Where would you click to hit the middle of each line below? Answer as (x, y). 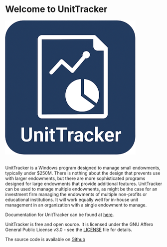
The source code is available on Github (45, 239)
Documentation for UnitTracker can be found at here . (60, 214)
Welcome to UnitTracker (56, 9)
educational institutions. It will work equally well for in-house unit (72, 199)
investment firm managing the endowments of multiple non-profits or (76, 194)
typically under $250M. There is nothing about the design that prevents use (83, 173)
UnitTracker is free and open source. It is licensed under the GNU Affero (79, 224)
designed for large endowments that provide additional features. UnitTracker (84, 183)
